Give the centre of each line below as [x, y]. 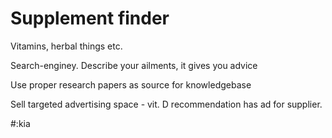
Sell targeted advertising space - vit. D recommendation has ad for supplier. [166, 104]
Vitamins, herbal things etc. [66, 46]
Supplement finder [90, 18]
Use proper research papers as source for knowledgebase [131, 84]
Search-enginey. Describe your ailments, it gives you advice [134, 65]
